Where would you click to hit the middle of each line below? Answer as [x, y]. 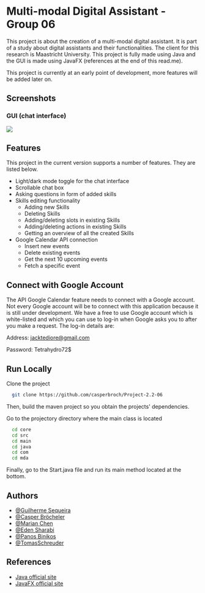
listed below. [22, 169]
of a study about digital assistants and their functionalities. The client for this [103, 48]
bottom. [16, 477]
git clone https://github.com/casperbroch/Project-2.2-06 [88, 395]
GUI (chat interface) [36, 116]
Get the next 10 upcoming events [66, 259]
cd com [20, 452]
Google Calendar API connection [56, 240]
